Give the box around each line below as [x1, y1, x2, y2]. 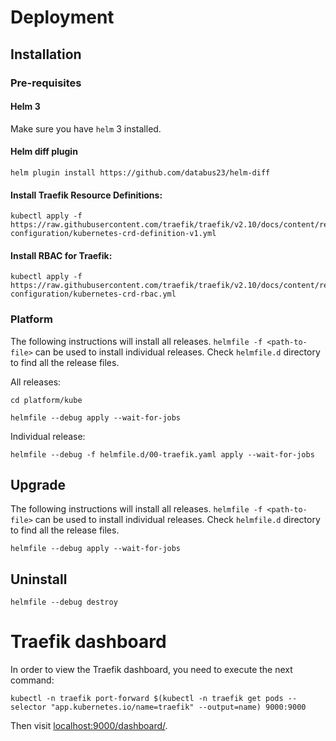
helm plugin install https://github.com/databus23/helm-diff [10, 167, 271, 178]
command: [10, 674, 55, 686]
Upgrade [10, 477, 67, 493]
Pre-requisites [10, 76, 82, 90]
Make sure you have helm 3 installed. [10, 122, 162, 135]
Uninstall [10, 571, 68, 588]
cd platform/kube [10, 395, 83, 405]
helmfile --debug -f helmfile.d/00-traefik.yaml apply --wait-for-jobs [10, 449, 315, 460]
